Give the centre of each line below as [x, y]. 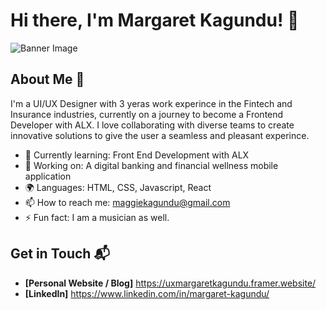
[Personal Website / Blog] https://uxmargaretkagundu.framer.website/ [170, 283]
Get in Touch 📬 [60, 254]
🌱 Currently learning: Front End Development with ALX [137, 155]
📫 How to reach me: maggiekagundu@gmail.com [127, 202]
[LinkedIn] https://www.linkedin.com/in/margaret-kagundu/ [147, 293]
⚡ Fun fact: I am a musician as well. [97, 217]
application [48, 176]
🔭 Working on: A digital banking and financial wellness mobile [151, 165]
